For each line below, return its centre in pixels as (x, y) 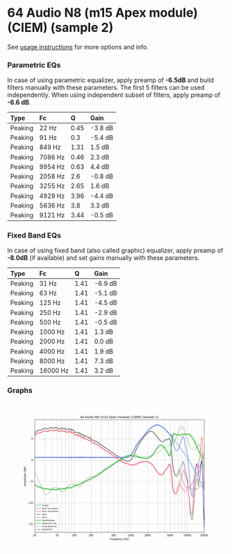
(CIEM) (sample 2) (60, 28)
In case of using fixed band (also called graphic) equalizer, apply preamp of (115, 251)
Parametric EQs (34, 65)
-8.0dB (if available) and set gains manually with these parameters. (103, 258)
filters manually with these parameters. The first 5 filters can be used (106, 88)
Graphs (20, 390)
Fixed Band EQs (34, 235)
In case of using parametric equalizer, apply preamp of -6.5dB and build (110, 80)
